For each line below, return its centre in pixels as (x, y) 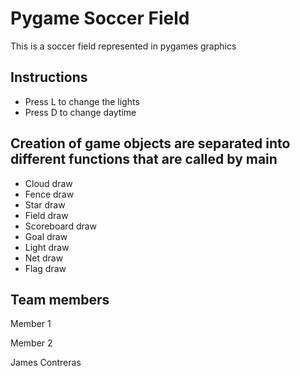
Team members (60, 299)
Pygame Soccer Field (100, 18)
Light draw (47, 247)
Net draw (44, 258)
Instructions (49, 77)
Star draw (45, 204)
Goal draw (46, 236)
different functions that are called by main (144, 159)
